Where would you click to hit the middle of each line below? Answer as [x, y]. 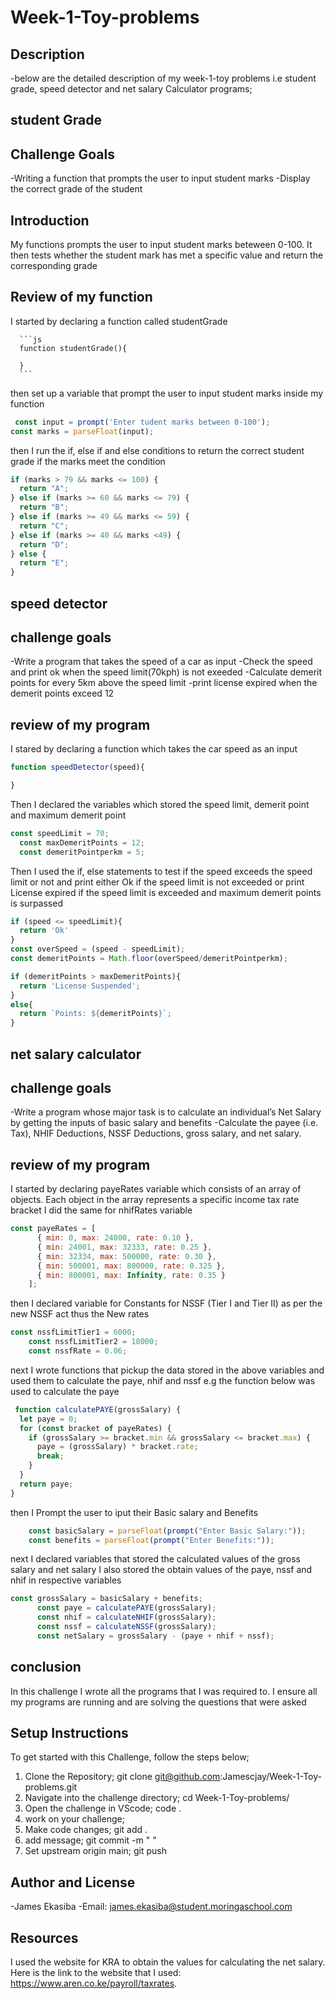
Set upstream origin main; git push [96, 1851]
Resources [44, 1937]
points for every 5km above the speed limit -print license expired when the [164, 683]
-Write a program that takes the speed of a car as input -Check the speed [161, 662]
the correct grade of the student [76, 189]
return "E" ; [44, 563]
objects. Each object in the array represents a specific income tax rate [155, 1200]
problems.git [51, 1787]
